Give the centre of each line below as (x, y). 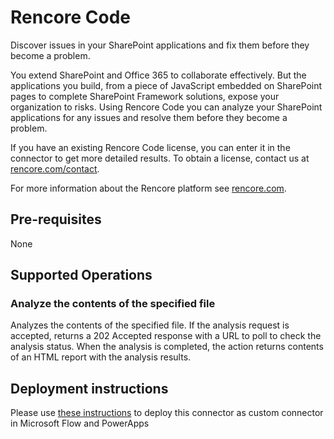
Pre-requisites (56, 219)
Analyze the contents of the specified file (113, 304)
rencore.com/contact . (55, 168)
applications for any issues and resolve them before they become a (149, 117)
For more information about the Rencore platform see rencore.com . (148, 188)
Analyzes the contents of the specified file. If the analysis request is (150, 325)
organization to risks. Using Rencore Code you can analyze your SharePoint (166, 107)
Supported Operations (81, 275)
